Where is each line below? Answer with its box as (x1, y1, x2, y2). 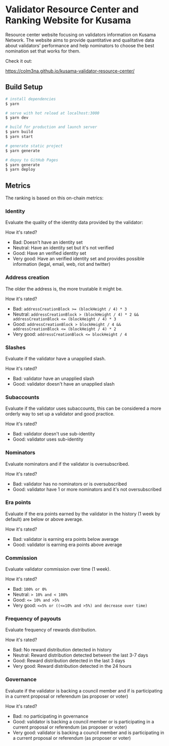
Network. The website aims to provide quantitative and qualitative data (5, 37, 155, 43)
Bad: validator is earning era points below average (12, 536, 119, 542)
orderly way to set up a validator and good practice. (5, 411, 115, 417)
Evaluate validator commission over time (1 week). (5, 566, 111, 572)
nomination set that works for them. (5, 48, 81, 54)
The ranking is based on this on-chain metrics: (5, 195, 104, 201)
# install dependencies (5, 96, 56, 101)
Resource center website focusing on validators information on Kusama (5, 31, 156, 38)
